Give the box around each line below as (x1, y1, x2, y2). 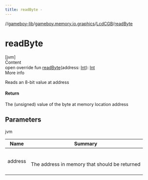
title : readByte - (5, 7, 42, 12)
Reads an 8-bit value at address (5, 79, 69, 85)
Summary (74, 140, 98, 147)
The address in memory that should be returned (31, 160, 141, 167)
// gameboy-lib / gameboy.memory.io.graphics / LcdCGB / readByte (5, 21, 133, 26)
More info (5, 70, 25, 76)
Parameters (5, 116, 42, 124)
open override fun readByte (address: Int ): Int (5, 64, 95, 70)
